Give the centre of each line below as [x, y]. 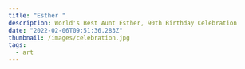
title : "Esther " [37, 15]
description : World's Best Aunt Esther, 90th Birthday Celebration [123, 23]
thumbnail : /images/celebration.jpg [69, 38]
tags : [17, 45]
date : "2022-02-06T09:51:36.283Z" [66, 30]
